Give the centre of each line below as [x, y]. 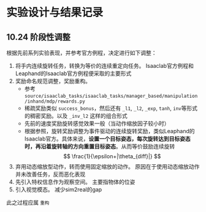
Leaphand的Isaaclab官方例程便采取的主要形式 [73, 73]
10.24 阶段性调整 [38, 37]
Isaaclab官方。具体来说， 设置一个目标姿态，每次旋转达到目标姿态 [108, 139]
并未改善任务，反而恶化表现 [50, 174]
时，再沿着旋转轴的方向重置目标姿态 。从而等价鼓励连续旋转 [100, 146]
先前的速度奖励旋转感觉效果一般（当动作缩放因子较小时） [97, 123]
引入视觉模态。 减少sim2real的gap [59, 189]
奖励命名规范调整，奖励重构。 [53, 81]
